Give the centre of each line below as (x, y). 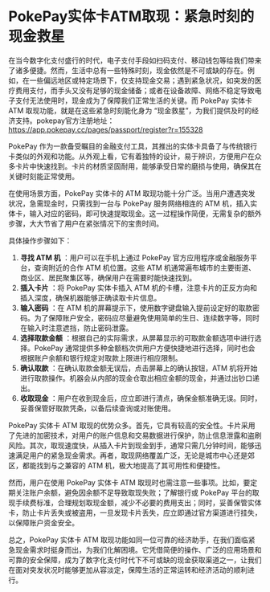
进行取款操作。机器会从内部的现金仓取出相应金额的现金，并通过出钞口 (136, 378)
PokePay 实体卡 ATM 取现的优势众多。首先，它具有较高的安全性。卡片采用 (132, 425)
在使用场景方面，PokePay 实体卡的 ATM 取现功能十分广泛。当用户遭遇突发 (132, 193)
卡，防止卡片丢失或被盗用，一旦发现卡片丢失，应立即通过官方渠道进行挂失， (135, 512)
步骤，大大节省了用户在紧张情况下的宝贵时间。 (86, 223)
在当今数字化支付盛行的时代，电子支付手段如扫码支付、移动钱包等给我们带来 (135, 60)
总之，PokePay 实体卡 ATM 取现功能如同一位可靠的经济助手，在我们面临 (129, 540)
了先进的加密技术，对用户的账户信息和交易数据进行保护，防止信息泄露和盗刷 (135, 435)
